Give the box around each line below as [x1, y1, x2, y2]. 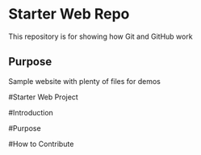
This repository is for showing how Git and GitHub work [8, 31, 193, 41]
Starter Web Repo [8, 5, 130, 23]
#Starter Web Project [8, 92, 78, 102]
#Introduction [8, 107, 54, 117]
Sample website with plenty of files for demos [8, 76, 161, 86]
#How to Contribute [8, 139, 74, 149]
